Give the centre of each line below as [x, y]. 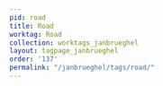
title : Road [32, 26]
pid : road [28, 17]
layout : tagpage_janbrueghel [64, 51]
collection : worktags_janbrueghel [74, 43]
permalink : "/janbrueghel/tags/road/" [82, 68]
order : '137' [34, 59]
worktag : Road [36, 34]
